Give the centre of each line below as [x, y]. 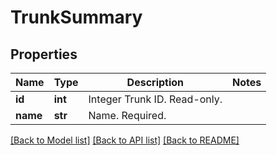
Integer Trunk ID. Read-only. [155, 99]
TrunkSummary [76, 17]
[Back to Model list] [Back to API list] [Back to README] [125, 140]
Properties [44, 54]
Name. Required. [127, 115]
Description [155, 82]
